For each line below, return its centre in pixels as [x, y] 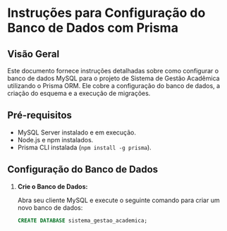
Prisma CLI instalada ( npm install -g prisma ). [84, 147]
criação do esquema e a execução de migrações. [79, 93]
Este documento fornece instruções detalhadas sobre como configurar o [113, 71]
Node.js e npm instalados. [55, 139]
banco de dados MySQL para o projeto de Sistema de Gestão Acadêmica [114, 78]
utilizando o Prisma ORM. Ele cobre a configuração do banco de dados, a [114, 86]
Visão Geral [33, 54]
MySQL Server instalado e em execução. [76, 132]
